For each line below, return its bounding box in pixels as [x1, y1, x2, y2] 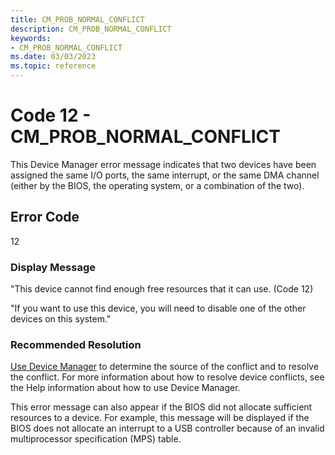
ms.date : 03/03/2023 [10, 52, 97, 62]
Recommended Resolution [10, 337, 142, 351]
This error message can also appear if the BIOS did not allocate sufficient [10, 401, 313, 413]
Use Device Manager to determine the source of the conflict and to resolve [10, 361, 319, 373]
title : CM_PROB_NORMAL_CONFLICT [10, 14, 145, 25]
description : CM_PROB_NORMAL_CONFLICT [10, 24, 172, 34]
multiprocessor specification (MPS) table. [10, 433, 182, 445]
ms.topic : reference [10, 61, 97, 71]
